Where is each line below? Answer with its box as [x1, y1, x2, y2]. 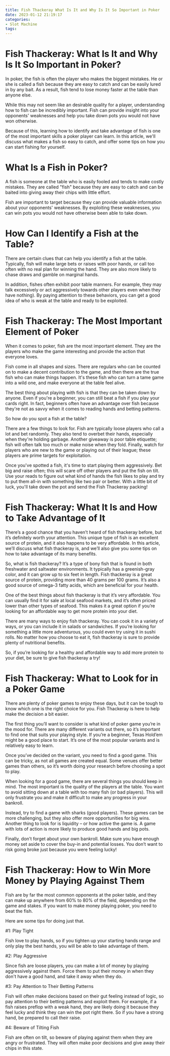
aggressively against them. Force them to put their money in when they [5, 968, 154, 974]
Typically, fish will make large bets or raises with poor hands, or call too [5, 260, 155, 267]
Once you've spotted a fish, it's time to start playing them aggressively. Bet [5, 462, 162, 468]
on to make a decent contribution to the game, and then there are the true [5, 369, 159, 375]
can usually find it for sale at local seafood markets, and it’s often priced [5, 597, 156, 603]
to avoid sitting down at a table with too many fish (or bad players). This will [5, 789, 163, 795]
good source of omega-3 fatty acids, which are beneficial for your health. [5, 582, 159, 588]
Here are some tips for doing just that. [5, 917, 85, 924]
